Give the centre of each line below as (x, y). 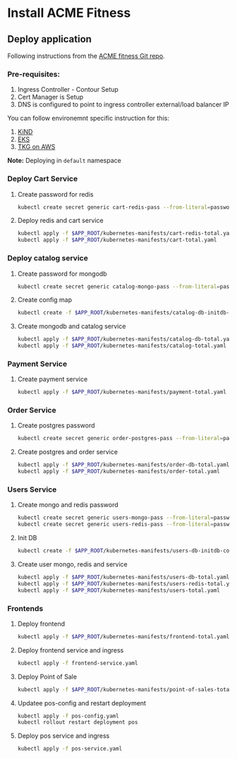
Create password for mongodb (62, 274)
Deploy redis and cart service (60, 221)
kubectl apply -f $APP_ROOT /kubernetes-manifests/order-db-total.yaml (123, 465)
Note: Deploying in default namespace (64, 161)
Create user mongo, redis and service (73, 564)
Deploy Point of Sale (47, 676)
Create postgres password (56, 425)
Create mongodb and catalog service (72, 327)
